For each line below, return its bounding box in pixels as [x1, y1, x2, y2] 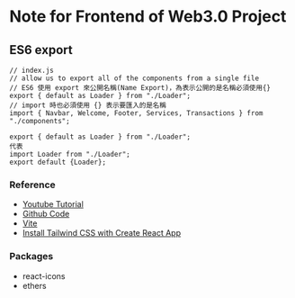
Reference [9, 178, 56, 191]
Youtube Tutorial [22, 199, 84, 210]
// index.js [9, 66, 54, 75]
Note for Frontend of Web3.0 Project [9, 6, 287, 27]
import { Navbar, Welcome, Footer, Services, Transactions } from [9, 109, 264, 118]
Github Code [22, 209, 70, 220]
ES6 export [9, 42, 74, 58]
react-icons [22, 270, 66, 281]
